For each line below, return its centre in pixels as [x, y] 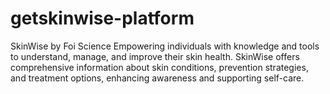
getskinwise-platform [102, 18]
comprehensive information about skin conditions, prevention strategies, [159, 67]
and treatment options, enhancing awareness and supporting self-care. [157, 78]
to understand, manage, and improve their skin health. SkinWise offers [155, 56]
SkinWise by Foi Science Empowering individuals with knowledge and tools [165, 46]
